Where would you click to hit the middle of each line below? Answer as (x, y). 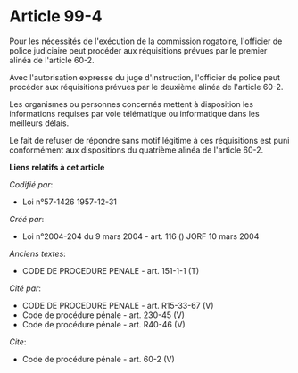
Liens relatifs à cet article (57, 167)
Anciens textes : (38, 253)
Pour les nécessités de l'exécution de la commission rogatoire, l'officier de (146, 41)
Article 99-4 (56, 17)
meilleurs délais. (39, 123)
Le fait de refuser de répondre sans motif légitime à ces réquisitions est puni (149, 140)
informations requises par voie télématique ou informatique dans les (135, 113)
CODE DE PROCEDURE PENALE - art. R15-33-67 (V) (118, 305)
